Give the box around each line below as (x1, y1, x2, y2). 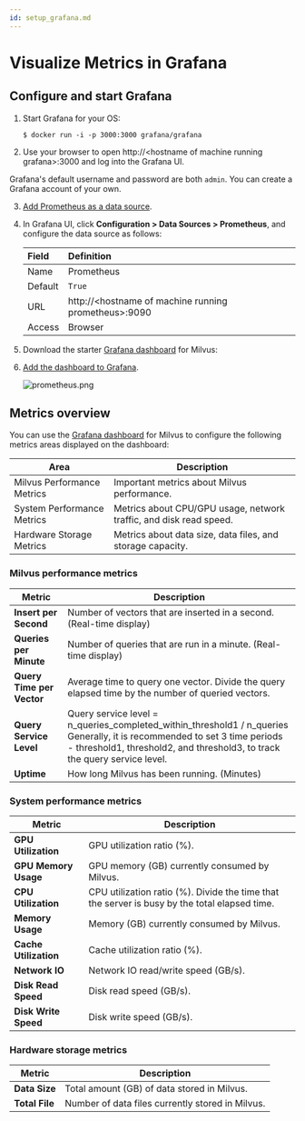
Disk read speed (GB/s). (88, 985, 191, 997)
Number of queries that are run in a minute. (67, 637, 251, 650)
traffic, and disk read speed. (113, 514, 233, 526)
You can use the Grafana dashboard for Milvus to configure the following (9, 429, 282, 441)
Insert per (14, 606, 58, 618)
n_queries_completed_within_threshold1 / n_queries (67, 718, 289, 731)
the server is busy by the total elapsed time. (88, 897, 275, 910)
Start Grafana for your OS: (22, 113, 121, 124)
